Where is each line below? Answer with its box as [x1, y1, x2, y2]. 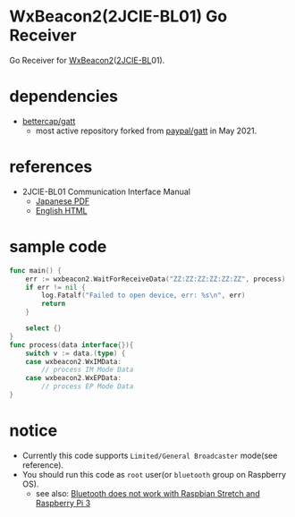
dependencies [9, 87, 119, 106]
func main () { [9, 266, 63, 275]
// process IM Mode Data [41, 365, 134, 375]
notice [9, 420, 58, 441]
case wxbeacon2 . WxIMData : [25, 357, 122, 366]
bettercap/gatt [21, 115, 76, 126]
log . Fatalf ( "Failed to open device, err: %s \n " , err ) [41, 291, 246, 301]
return [41, 300, 66, 309]
